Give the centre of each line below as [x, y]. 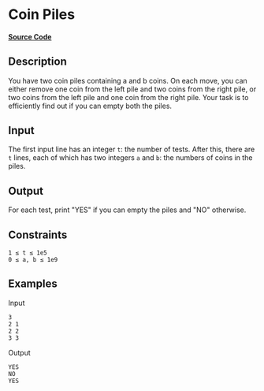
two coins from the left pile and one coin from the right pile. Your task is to [128, 97]
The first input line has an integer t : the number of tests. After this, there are [132, 149]
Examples [33, 284]
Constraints [38, 235]
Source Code [30, 36]
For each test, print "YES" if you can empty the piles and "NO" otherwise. [127, 210]
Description [37, 62]
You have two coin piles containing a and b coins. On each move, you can [128, 80]
